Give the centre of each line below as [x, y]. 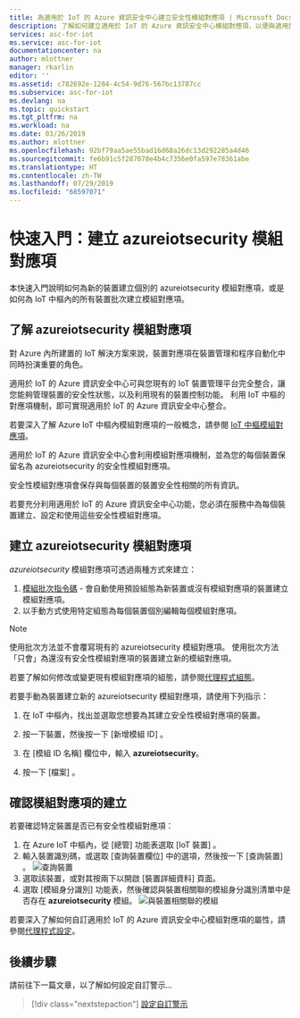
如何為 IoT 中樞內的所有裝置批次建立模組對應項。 [99, 299]
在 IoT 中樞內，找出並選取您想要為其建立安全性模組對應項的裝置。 [143, 715]
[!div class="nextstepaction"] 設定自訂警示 [109, 1004]
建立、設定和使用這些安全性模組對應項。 [91, 515]
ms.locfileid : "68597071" [57, 192]
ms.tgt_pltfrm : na [43, 117]
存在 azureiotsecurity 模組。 [83, 901]
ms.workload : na [39, 126]
